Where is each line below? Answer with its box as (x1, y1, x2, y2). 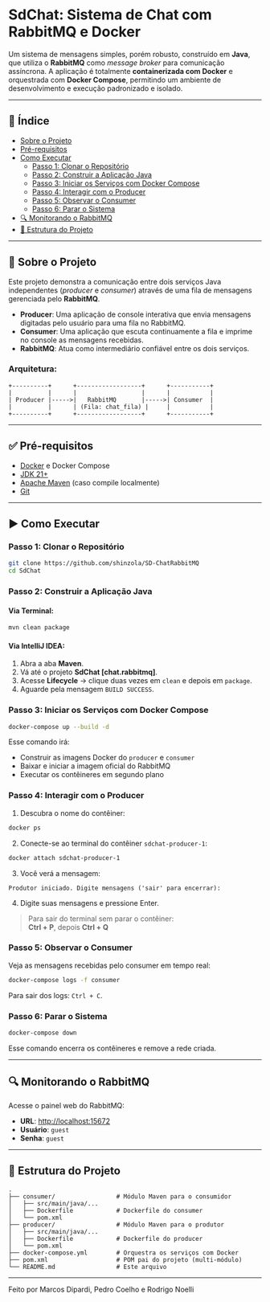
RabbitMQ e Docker (8, 23, 141, 41)
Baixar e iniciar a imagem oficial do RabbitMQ (19, 761, 171, 771)
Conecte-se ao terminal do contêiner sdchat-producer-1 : (19, 838, 207, 848)
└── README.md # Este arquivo (8, 1263, 167, 1271)
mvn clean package (8, 624, 70, 632)
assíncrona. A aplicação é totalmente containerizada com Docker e (8, 66, 233, 76)
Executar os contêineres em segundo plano (19, 770, 165, 780)
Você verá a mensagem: (19, 868, 100, 878)
